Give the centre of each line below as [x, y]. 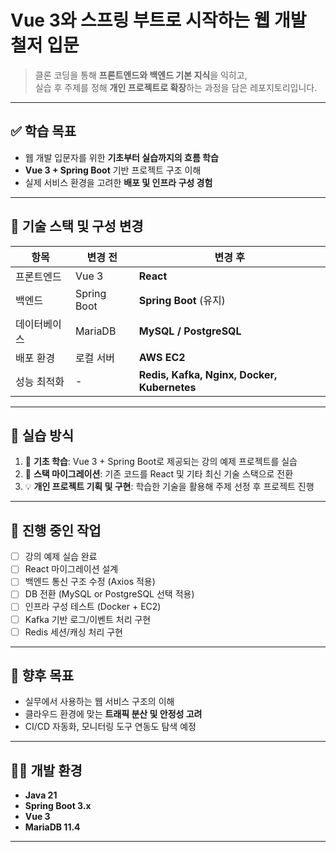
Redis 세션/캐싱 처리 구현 [73, 632]
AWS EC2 [162, 357]
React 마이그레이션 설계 [71, 569]
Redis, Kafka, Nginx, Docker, [208, 374]
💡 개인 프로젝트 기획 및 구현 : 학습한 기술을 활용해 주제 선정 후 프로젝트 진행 [169, 487]
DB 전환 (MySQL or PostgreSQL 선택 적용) [109, 594]
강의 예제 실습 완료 [61, 557]
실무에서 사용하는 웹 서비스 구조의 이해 [99, 702]
